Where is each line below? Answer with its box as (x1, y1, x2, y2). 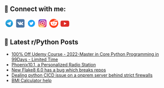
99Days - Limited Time (11, 56, 58, 62)
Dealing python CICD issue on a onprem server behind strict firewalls (11, 72, 153, 78)
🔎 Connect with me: (4, 5, 66, 13)
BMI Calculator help (11, 77, 52, 83)
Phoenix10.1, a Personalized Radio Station (11, 61, 96, 67)
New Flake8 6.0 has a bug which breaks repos (11, 67, 107, 73)
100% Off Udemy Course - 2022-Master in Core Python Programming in (11, 51, 159, 57)
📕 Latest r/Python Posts (4, 38, 79, 46)
